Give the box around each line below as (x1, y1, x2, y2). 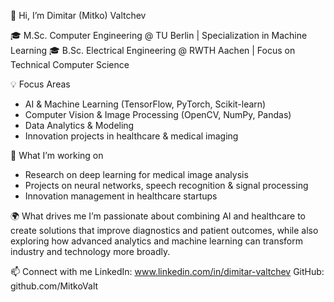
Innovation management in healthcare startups (24, 190, 218, 202)
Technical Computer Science (10, 59, 130, 70)
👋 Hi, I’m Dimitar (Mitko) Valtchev (10, 10, 147, 21)
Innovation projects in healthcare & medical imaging (24, 130, 239, 142)
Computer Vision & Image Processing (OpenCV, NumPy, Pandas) (24, 109, 292, 120)
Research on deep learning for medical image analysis (24, 169, 249, 180)
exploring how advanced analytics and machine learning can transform (10, 235, 303, 247)
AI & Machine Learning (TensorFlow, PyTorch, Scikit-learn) (24, 98, 267, 110)
